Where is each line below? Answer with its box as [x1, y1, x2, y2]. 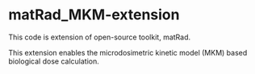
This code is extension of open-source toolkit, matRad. [8, 32, 191, 42]
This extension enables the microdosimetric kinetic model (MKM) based [8, 47, 248, 57]
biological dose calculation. [8, 56, 99, 66]
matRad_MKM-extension [8, 6, 180, 24]
